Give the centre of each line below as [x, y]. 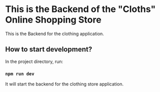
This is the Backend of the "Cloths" [81, 9]
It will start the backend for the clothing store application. [64, 84]
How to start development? [49, 49]
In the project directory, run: [34, 61]
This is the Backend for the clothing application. [55, 33]
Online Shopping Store [53, 20]
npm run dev [20, 74]
